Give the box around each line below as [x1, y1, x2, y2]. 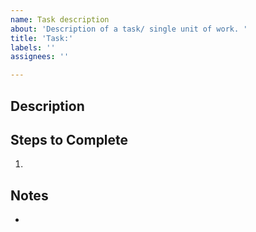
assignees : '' [10, 52, 70, 62]
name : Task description [10, 14, 110, 25]
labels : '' [10, 42, 56, 53]
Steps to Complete [10, 131, 129, 148]
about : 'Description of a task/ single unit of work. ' [10, 24, 248, 34]
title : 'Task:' [10, 33, 74, 43]
